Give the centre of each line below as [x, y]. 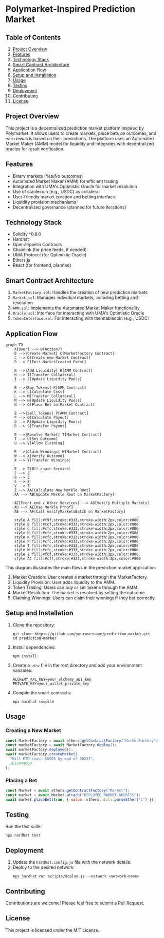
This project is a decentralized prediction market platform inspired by [75, 128]
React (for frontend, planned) [42, 265]
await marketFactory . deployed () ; [39, 750]
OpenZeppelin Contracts [37, 245]
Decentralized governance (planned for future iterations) [69, 207]
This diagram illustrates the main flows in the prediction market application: [81, 568]
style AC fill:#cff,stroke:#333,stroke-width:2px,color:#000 [77, 559]
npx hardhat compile [33, 702]
